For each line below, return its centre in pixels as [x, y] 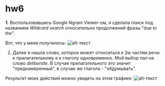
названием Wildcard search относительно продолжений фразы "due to [81, 27]
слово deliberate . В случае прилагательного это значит [72, 63]
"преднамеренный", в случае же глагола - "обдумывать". [74, 68]
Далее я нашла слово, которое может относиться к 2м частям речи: [86, 52]
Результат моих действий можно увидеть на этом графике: [69, 78]
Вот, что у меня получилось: [36, 42]
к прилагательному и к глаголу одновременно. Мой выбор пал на [83, 57]
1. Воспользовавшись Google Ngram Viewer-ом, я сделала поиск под [79, 22]
